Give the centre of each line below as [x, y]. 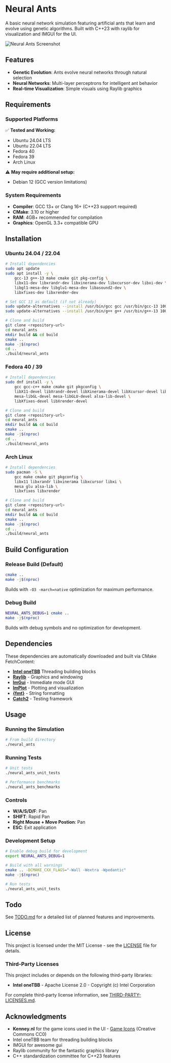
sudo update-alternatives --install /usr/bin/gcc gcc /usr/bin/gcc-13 [82, 307]
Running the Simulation [35, 729]
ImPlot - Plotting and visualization [48, 688]
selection [22, 78]
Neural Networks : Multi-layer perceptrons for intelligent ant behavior [85, 83]
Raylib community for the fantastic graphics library [66, 1051]
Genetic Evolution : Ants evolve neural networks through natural [80, 72]
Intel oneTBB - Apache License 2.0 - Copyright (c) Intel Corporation [84, 985]
